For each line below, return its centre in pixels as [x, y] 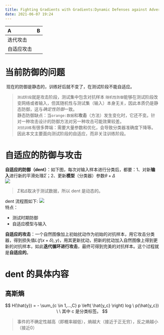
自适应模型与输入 [29, 224]
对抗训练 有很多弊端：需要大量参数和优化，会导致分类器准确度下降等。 [86, 128]
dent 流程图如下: [21, 201]
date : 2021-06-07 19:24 [29, 14]
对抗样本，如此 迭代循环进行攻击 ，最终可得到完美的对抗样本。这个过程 [84, 246]
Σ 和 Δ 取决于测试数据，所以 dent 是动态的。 [60, 191]
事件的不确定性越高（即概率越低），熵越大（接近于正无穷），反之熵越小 [88, 322]
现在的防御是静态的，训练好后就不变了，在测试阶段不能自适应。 [70, 87]
